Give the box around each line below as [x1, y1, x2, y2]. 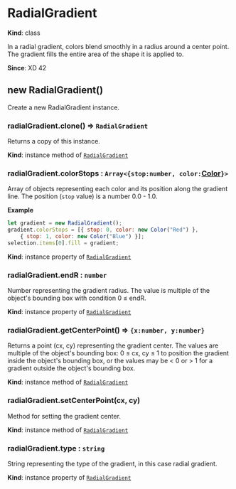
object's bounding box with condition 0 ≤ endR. [7, 294, 146, 303]
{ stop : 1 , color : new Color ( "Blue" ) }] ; [20, 233, 144, 240]
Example [7, 206, 34, 215]
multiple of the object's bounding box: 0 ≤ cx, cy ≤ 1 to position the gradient [7, 349, 230, 358]
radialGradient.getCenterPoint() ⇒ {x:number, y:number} [7, 326, 205, 335]
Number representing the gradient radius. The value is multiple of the [7, 286, 210, 295]
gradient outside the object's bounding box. [7, 364, 136, 372]
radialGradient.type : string [7, 443, 105, 453]
